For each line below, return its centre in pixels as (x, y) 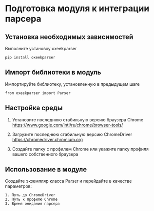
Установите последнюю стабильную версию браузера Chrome (78, 119)
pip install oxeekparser (30, 58)
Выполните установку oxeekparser (41, 48)
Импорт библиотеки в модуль (53, 72)
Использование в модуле (46, 169)
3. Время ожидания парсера (32, 204)
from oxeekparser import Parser (38, 93)
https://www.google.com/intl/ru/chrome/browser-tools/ (67, 125)
